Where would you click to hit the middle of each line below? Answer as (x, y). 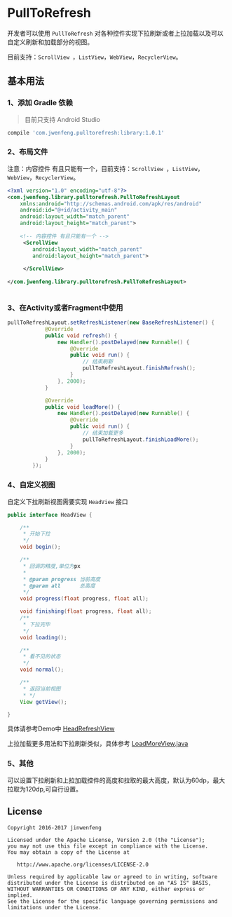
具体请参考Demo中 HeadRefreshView (61, 729)
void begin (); (40, 547)
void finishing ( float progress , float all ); (86, 611)
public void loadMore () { (82, 407)
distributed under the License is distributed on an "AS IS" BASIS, (109, 883)
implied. (20, 895)
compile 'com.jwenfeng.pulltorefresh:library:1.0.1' (86, 133)
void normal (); (42, 670)
